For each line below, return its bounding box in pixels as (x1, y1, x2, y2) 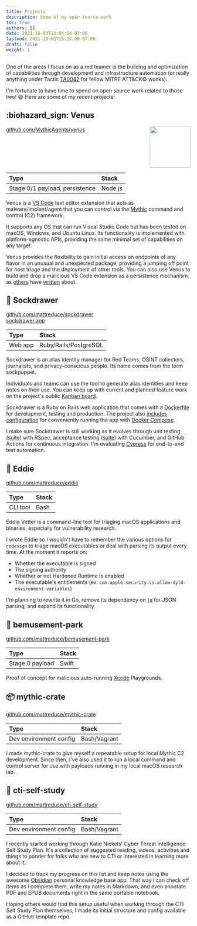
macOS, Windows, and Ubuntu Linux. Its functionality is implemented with (6, 229, 185, 236)
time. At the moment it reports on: (6, 549, 88, 556)
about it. (6, 859, 26, 866)
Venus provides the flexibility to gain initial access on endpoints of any (6, 253, 176, 260)
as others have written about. (6, 278, 77, 286)
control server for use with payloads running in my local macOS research (6, 762, 183, 769)
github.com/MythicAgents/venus (6, 126, 86, 133)
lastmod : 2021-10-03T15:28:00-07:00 (6, 36, 96, 42)
